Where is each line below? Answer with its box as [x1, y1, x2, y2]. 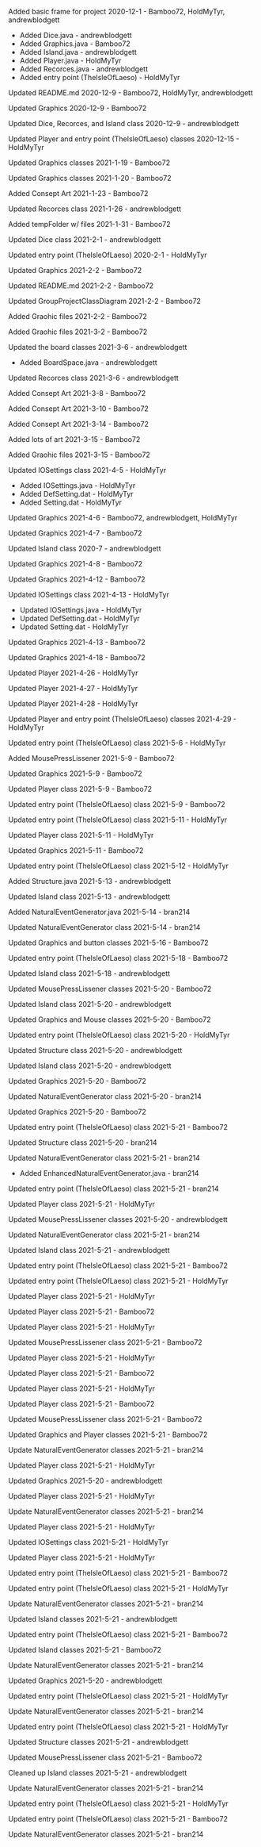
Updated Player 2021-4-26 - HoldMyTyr [8, 668, 138, 678]
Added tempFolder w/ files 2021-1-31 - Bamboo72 [8, 220, 172, 228]
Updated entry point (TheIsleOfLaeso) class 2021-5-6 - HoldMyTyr [8, 738, 226, 747]
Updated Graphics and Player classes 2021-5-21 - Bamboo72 [8, 1430, 208, 1439]
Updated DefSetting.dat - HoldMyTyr [19, 614, 140, 623]
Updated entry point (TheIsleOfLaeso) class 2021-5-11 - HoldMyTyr [8, 815, 228, 824]
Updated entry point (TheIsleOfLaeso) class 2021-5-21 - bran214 [8, 1184, 219, 1193]
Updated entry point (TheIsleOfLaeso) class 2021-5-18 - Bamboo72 [8, 954, 229, 962]
